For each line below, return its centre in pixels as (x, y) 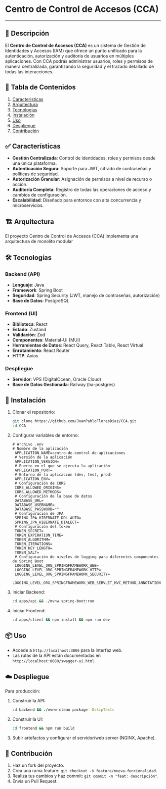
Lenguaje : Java (28, 285)
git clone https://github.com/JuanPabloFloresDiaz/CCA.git (74, 421)
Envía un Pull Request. (35, 781)
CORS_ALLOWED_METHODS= (38, 492)
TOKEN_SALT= (27, 553)
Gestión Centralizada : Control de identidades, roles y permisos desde (84, 158)
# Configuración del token (42, 527)
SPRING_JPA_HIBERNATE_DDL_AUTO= (48, 518)
